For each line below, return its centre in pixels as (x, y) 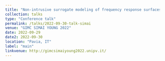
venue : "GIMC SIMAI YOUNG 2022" (38, 28)
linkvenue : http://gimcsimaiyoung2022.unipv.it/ (56, 51)
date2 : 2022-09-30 (24, 37)
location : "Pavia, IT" (28, 42)
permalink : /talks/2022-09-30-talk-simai (48, 23)
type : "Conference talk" (30, 19)
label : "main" (20, 46)
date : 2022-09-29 (23, 32)
